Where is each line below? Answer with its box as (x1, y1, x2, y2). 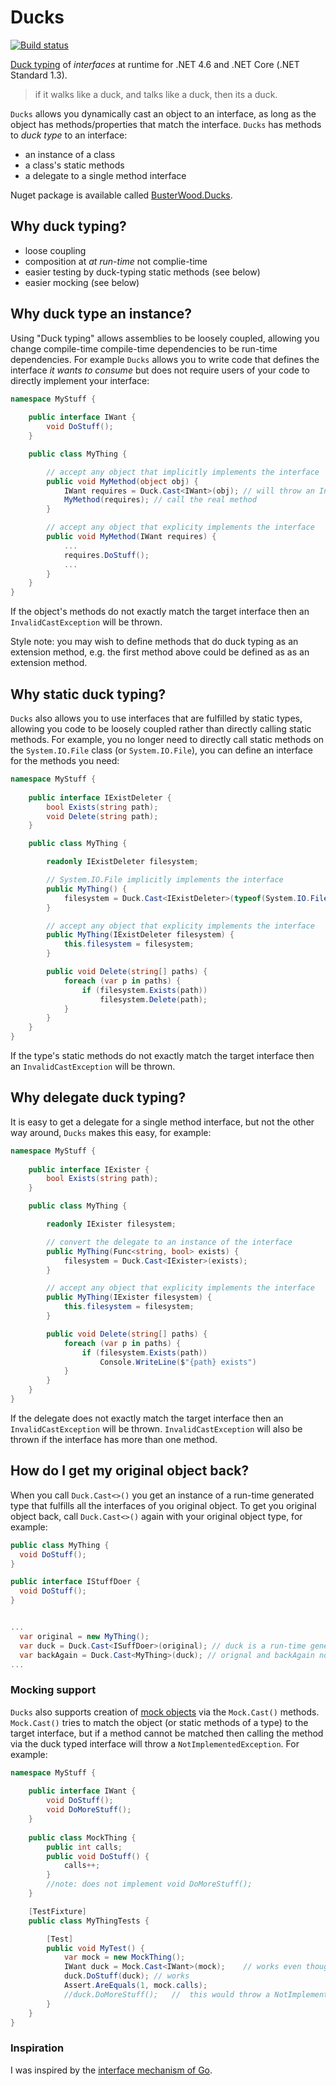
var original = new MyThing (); (19, 1631, 150, 1641)
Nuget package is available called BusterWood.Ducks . (10, 189, 233, 201)
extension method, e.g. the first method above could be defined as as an (10, 646, 310, 658)
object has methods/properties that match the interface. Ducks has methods (10, 118, 322, 130)
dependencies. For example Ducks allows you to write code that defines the (10, 353, 320, 365)
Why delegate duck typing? (10, 1089, 187, 1106)
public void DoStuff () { (46, 1851, 150, 1861)
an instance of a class (24, 148, 116, 160)
